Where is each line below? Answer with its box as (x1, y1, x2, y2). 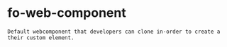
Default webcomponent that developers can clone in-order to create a (7, 28, 221, 35)
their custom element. (7, 34, 74, 41)
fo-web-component (7, 5, 126, 21)
